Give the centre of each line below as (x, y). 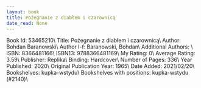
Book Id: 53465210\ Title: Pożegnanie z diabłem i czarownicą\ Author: (94, 41)
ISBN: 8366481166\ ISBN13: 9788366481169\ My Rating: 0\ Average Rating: (101, 53)
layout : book (23, 12)
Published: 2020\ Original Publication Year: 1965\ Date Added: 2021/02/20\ (100, 66)
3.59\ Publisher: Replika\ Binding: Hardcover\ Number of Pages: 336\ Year (99, 60)
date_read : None (27, 23)
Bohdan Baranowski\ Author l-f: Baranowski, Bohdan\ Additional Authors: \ (100, 47)
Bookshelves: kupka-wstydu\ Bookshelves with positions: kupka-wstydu (97, 73)
